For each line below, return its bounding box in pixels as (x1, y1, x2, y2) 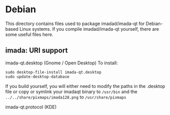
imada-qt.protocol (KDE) (5, 104, 57, 110)
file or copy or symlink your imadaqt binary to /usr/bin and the (5, 88, 138, 95)
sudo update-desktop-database (5, 74, 70, 79)
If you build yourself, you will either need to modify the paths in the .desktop (5, 83, 165, 89)
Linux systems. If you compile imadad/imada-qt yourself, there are (19, 26, 159, 32)
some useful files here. (5, 31, 54, 37)
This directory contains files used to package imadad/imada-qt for (5, 20, 145, 27)
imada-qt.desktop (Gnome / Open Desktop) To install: (5, 60, 118, 66)
